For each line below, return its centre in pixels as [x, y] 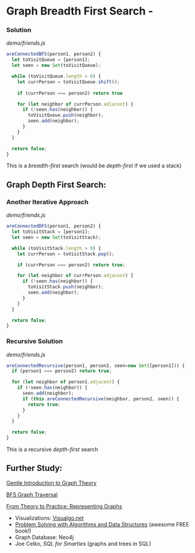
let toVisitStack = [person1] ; [51, 232]
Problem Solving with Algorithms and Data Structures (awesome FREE [102, 524]
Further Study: [34, 468]
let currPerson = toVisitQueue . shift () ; [69, 82]
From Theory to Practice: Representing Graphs [64, 506]
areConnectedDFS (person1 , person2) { [54, 226]
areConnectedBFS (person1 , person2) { [54, 54]
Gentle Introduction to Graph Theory [51, 483]
